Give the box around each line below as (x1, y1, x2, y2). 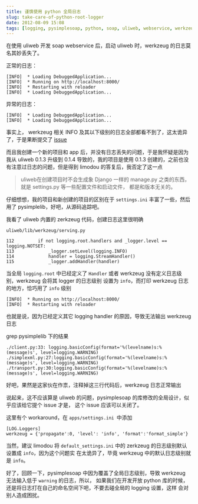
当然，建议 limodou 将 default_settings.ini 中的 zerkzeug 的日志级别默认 (6, 442, 187, 450)
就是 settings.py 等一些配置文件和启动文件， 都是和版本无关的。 (20, 183, 176, 190)
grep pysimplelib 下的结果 (6, 332, 69, 340)
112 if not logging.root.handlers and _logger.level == (6, 238, 167, 244)
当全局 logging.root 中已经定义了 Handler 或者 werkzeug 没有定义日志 (6, 270, 177, 277)
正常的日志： (6, 62, 37, 69)
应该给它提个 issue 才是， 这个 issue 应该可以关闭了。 (11, 402, 143, 409)
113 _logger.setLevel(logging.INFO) (6, 248, 128, 254)
